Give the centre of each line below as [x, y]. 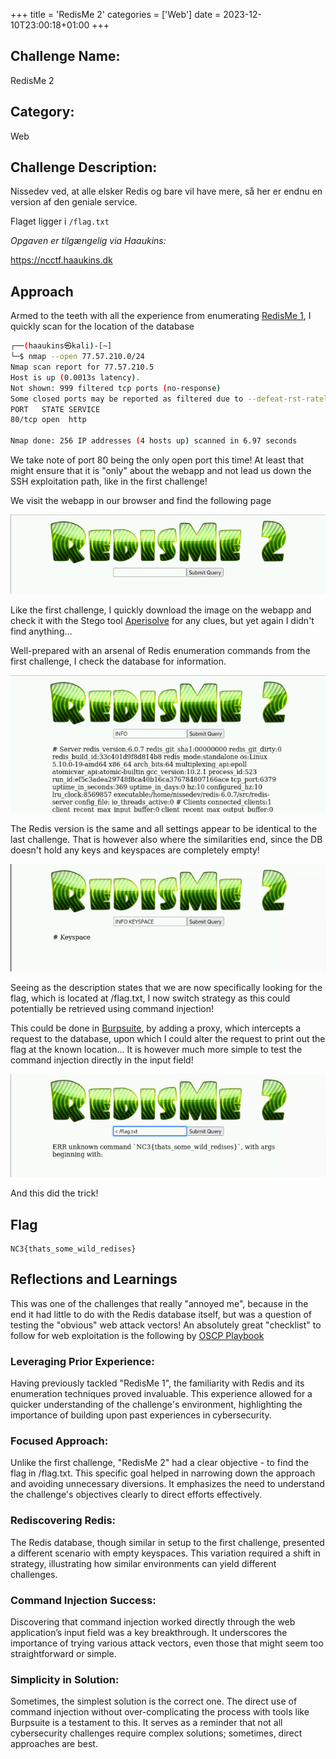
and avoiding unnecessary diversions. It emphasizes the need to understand [167, 1484]
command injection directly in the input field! [102, 1060]
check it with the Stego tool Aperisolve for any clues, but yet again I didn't [162, 621]
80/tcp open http [48, 420]
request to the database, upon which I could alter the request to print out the [168, 1039]
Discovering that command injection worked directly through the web [153, 1621]
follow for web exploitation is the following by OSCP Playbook [137, 1335]
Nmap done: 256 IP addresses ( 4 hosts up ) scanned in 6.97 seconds [154, 441]
